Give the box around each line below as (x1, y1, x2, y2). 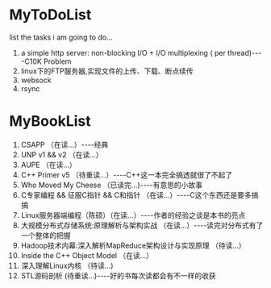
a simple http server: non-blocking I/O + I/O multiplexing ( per (20, 48, 227, 57)
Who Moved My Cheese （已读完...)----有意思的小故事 (20, 180, 203, 190)
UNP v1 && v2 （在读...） (20, 149, 103, 159)
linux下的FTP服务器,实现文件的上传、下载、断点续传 (20, 66, 194, 76)
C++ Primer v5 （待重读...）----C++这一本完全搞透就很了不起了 (20, 169, 233, 179)
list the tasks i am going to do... (9, 32, 113, 42)
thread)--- (227, 48, 262, 57)
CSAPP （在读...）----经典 (20, 140, 109, 149)
